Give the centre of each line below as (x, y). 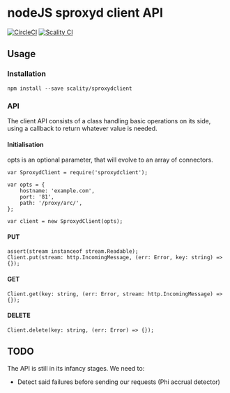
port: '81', (37, 197)
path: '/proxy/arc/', (51, 203)
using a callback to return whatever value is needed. (83, 128)
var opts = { (26, 185)
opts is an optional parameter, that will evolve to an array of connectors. (110, 160)
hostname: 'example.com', (58, 191)
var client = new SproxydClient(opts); (65, 222)
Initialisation (25, 144)
